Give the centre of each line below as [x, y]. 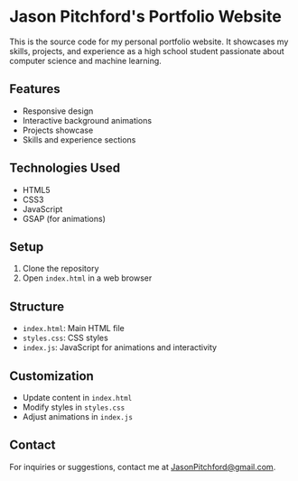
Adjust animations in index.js [78, 416]
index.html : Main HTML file [73, 328]
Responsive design [58, 111]
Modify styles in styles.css [74, 407]
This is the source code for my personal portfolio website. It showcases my [149, 42]
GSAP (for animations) [64, 218]
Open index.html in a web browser [87, 278]
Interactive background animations [87, 120]
